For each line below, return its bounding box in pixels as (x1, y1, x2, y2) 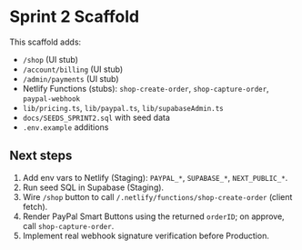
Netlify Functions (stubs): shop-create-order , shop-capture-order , (22, 83, 270, 94)
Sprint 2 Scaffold (9, 6, 139, 27)
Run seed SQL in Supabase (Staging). (22, 182, 165, 193)
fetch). (22, 201, 48, 212)
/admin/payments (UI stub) (22, 73, 120, 84)
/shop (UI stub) (22, 54, 79, 65)
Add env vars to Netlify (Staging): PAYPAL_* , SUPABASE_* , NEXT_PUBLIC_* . (22, 172, 288, 183)
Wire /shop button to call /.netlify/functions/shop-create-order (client (22, 191, 293, 202)
